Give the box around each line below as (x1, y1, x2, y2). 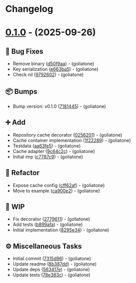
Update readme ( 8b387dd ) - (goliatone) (12, 261, 97, 267)
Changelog (5, 3, 53, 15)
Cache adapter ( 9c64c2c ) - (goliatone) (12, 148, 95, 154)
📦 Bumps (5, 87, 37, 96)
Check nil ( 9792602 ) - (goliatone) (12, 71, 84, 78)
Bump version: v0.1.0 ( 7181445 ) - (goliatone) (12, 103, 106, 109)
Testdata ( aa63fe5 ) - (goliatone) (12, 142, 81, 149)
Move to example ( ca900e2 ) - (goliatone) (12, 187, 100, 194)
